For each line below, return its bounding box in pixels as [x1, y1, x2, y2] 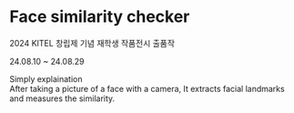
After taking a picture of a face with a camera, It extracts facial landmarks [9, 83, 285, 94]
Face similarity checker [9, 6, 190, 27]
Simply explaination [9, 73, 83, 84]
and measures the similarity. [9, 93, 116, 104]
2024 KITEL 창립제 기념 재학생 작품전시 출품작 [9, 37, 176, 48]
